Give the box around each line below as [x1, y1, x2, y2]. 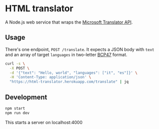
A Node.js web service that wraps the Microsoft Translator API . [5, 19, 133, 25]
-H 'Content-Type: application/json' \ [9, 75, 92, 80]
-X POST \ [9, 66, 30, 71]
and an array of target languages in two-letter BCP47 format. [5, 52, 127, 57]
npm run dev [5, 110, 30, 115]
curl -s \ [5, 61, 26, 66]
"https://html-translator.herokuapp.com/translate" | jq [9, 79, 129, 84]
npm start [5, 106, 26, 111]
